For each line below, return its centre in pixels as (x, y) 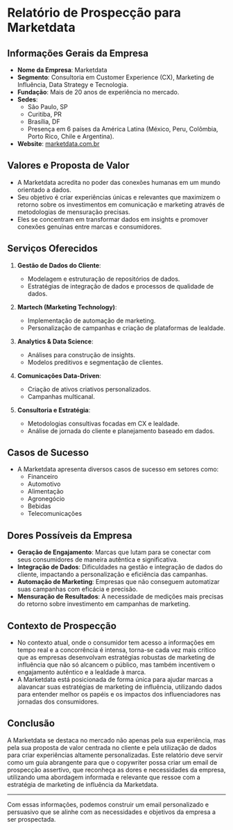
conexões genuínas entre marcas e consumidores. (89, 227)
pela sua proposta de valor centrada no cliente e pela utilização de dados (112, 747)
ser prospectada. (32, 819)
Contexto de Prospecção (62, 626)
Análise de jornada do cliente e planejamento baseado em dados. (121, 431)
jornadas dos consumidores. (58, 702)
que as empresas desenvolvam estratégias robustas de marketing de (116, 658)
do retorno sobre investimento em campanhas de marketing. (104, 604)
